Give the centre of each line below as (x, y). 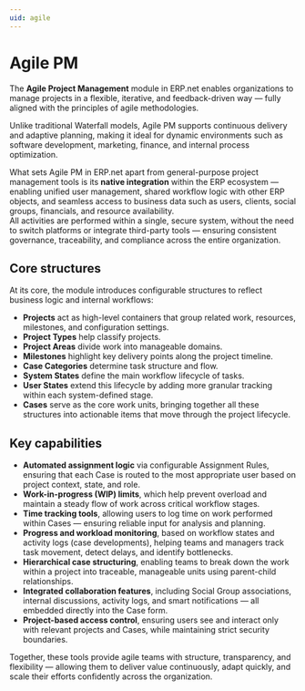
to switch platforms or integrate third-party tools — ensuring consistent (143, 230)
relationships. (48, 582)
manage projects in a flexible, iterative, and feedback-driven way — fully (145, 98)
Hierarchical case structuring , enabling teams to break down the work (156, 562)
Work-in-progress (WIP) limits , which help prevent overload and (144, 494)
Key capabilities (56, 443)
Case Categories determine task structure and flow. (120, 366)
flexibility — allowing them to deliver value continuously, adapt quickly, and (150, 667)
